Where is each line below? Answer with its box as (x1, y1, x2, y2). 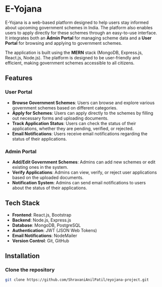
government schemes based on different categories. (12, 105, 118, 110)
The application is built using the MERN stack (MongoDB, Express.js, (5, 50, 143, 55)
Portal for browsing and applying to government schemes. (5, 40, 123, 46)
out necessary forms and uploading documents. (12, 115, 108, 121)
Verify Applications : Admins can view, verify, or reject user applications (12, 169, 157, 175)
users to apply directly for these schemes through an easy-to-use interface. (5, 30, 157, 36)
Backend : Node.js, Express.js (12, 217, 72, 223)
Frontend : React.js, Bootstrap (12, 212, 72, 217)
